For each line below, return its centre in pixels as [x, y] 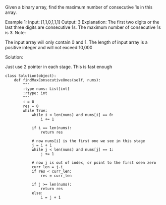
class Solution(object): [31, 76]
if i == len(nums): [52, 128]
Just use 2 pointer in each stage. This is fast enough [59, 67]
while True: [35, 111]
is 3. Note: [16, 33]
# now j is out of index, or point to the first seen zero [94, 163]
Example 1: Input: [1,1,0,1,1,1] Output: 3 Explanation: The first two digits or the [82, 22]
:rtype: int [35, 93]
